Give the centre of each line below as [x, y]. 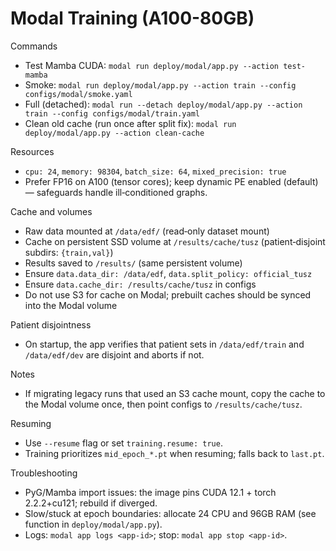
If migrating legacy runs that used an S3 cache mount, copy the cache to [175, 393]
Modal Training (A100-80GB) [132, 18]
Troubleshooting [44, 473]
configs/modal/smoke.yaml [78, 94]
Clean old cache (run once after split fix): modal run [130, 123]
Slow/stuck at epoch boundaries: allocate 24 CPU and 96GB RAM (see [170, 513]
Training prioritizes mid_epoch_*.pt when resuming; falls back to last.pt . [174, 453]
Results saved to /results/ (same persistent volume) [133, 263]
